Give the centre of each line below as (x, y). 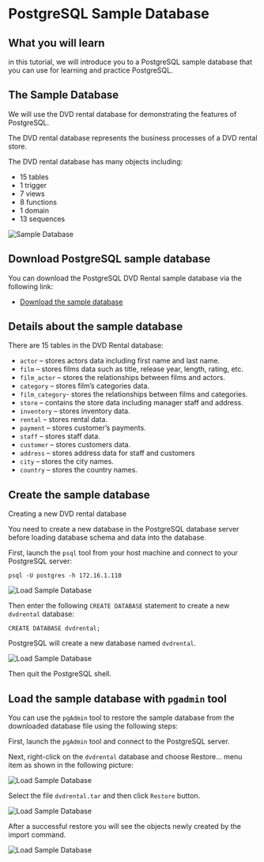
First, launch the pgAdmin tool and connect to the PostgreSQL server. (119, 742)
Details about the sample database (96, 327)
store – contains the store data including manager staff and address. (131, 403)
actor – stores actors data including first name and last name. (120, 361)
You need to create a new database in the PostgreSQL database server (124, 529)
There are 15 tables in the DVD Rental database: (86, 345)
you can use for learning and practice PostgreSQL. (91, 70)
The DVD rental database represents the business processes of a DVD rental (133, 137)
